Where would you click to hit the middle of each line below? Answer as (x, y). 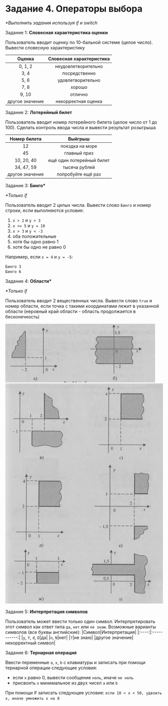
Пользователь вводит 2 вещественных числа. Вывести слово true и (79, 300)
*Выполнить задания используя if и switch (51, 23)
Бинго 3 (13, 266)
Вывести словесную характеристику (45, 47)
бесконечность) (22, 316)
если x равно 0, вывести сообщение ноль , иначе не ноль (73, 677)
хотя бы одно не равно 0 (39, 247)
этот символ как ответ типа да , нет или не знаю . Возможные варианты (81, 627)
